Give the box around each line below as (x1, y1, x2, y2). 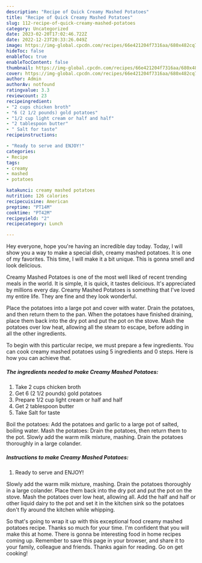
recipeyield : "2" (6, 215, 50, 222)
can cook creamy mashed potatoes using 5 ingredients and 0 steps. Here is (6, 348, 194, 355)
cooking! (6, 550, 28, 557)
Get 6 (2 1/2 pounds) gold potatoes (14, 390, 102, 397)
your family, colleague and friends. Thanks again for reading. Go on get (6, 543, 183, 551)
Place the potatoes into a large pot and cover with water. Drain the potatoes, (6, 305, 195, 312)
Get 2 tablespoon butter (14, 403, 75, 410)
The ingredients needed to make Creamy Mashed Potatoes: (6, 368, 159, 375)
